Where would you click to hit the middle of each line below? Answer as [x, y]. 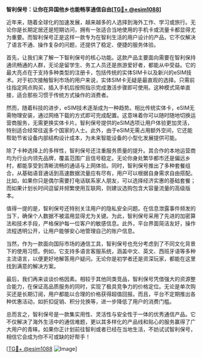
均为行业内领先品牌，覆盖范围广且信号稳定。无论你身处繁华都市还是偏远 [96, 158]
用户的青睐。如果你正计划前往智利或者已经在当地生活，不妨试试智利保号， [103, 329]
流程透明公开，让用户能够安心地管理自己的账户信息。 [72, 231]
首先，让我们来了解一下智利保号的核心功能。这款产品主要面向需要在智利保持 [101, 57]
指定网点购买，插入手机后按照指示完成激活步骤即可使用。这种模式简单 [98, 87]
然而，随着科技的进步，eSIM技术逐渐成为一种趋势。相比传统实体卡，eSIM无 [101, 108]
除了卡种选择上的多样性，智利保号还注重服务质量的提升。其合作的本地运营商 [101, 150]
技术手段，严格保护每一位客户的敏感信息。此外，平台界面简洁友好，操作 [106, 223]
